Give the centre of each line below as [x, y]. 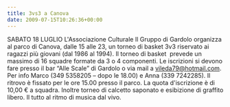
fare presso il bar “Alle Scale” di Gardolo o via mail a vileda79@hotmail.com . [114, 68]
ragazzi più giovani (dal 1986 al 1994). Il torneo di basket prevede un [105, 53]
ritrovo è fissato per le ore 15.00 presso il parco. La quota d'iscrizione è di [111, 82]
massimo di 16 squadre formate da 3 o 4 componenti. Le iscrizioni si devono [115, 61]
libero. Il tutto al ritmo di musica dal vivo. [64, 97]
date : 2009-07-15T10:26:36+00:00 [55, 20]
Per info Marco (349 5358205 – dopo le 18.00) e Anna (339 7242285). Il [109, 75]
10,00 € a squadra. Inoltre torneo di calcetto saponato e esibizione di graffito [115, 90]
